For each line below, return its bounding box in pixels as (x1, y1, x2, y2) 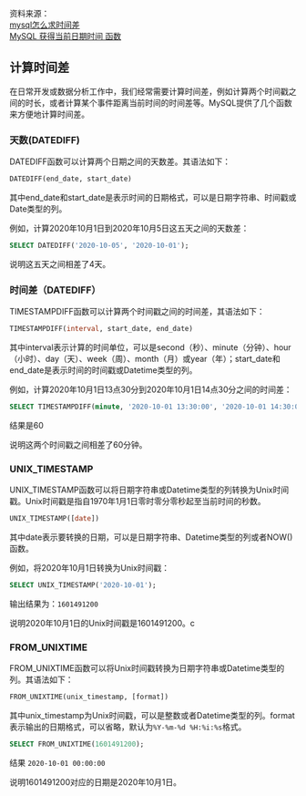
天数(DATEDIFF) (9, 133, 80, 146)
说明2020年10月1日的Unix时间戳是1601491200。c (9, 617, 196, 628)
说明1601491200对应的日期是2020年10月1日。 (9, 777, 182, 787)
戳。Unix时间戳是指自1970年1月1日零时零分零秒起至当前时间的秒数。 (9, 496, 266, 507)
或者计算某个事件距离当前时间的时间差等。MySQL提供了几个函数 (48, 97, 293, 108)
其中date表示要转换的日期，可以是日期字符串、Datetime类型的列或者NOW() (9, 532, 293, 543)
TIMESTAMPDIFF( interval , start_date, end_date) (9, 325, 194, 334)
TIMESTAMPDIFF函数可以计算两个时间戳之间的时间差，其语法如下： (9, 306, 266, 317)
